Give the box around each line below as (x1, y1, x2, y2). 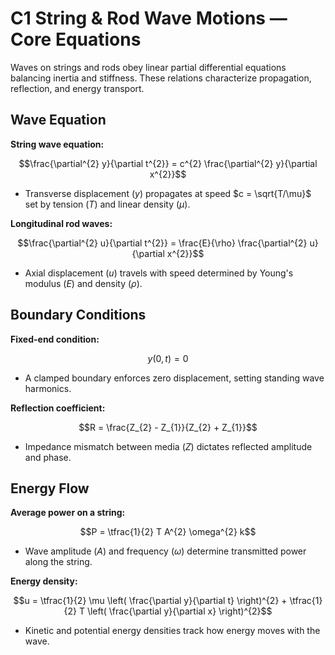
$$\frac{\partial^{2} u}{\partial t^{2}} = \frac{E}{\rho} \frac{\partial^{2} (17, 237, 308, 249)
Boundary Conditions (10, 307, 147, 324)
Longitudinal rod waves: (10, 217, 113, 229)
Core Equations (10, 28, 142, 51)
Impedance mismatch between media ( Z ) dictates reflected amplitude (24, 440, 313, 452)
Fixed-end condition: (10, 333, 100, 345)
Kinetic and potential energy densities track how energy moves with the (24, 625, 321, 637)
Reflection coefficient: (10, 402, 106, 414)
